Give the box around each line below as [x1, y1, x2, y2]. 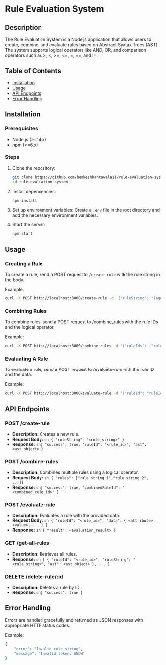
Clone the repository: [12, 165, 56, 171]
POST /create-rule [5, 420, 50, 427]
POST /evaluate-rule [5, 501, 55, 508]
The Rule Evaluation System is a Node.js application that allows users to [5, 36, 152, 42]
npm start [12, 231, 33, 236]
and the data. [5, 371, 32, 378]
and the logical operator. [5, 324, 55, 330]
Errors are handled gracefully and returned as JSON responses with [5, 617, 143, 623]
